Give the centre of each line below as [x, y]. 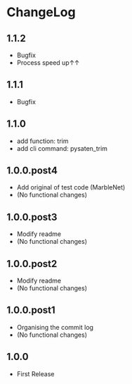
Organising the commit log [55, 327]
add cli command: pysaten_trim [62, 148]
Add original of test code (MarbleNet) [71, 187]
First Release [35, 373]
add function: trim [42, 141]
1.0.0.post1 [31, 310]
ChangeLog [41, 12]
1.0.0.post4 [32, 171]
